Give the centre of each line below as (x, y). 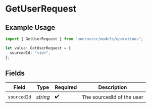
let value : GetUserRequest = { (38, 48)
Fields (15, 73)
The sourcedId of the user (113, 97)
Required (66, 87)
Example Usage (30, 28)
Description (113, 87)
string (43, 97)
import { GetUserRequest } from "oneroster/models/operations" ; (74, 39)
